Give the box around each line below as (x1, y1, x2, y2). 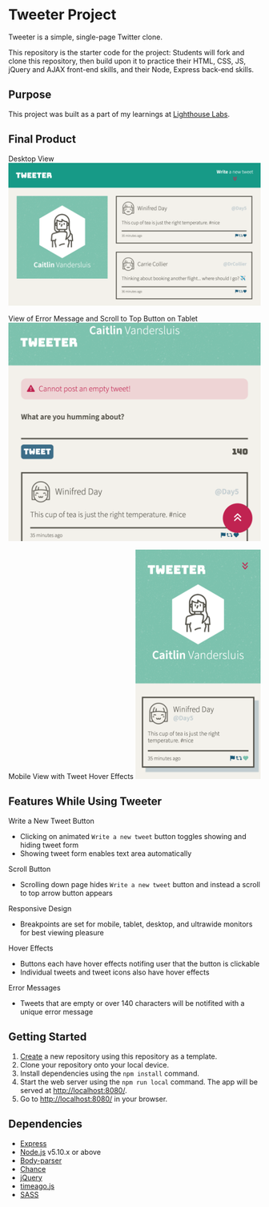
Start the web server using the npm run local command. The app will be (19, 1076, 259, 1087)
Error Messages (8, 983, 62, 992)
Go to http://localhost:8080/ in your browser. (19, 1094, 168, 1104)
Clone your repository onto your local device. (19, 1060, 170, 1069)
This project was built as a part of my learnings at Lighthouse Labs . (8, 109, 231, 119)
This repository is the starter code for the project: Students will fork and (8, 47, 245, 57)
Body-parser (19, 1156, 62, 1165)
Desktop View (8, 154, 54, 163)
